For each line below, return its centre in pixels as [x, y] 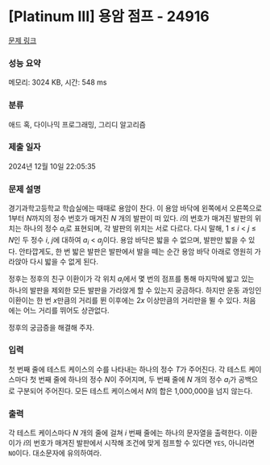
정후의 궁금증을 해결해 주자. [52, 327]
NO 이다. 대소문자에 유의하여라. [55, 453]
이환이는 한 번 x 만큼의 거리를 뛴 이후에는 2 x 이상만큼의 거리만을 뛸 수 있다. [125, 300]
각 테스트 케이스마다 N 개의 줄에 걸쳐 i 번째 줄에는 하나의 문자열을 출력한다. [126, 433]
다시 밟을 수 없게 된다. [64, 261]
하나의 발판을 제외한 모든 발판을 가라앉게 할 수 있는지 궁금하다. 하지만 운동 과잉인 [135, 290]
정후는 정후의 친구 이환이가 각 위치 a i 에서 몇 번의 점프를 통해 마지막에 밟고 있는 [131, 279]
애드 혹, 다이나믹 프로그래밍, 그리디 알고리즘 [77, 124]
